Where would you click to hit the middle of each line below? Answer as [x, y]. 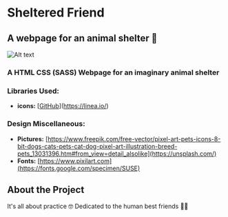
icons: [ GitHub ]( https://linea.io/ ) [63, 106]
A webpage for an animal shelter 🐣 [82, 38]
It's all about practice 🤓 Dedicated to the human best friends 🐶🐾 [98, 206]
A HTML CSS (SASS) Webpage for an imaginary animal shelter [113, 72]
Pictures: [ [32, 138]
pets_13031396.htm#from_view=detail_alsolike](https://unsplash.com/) [117, 154]
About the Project [46, 190]
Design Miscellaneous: [46, 124]
